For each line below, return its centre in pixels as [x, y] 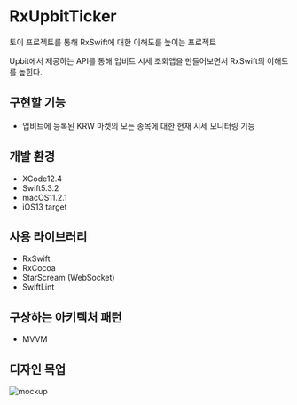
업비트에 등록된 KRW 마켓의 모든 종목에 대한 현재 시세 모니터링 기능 [138, 125]
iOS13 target [45, 207]
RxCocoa [39, 268]
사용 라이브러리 [48, 237]
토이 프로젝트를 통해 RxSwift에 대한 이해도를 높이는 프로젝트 [113, 42]
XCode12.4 [42, 179]
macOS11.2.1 [45, 197]
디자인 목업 [38, 369]
